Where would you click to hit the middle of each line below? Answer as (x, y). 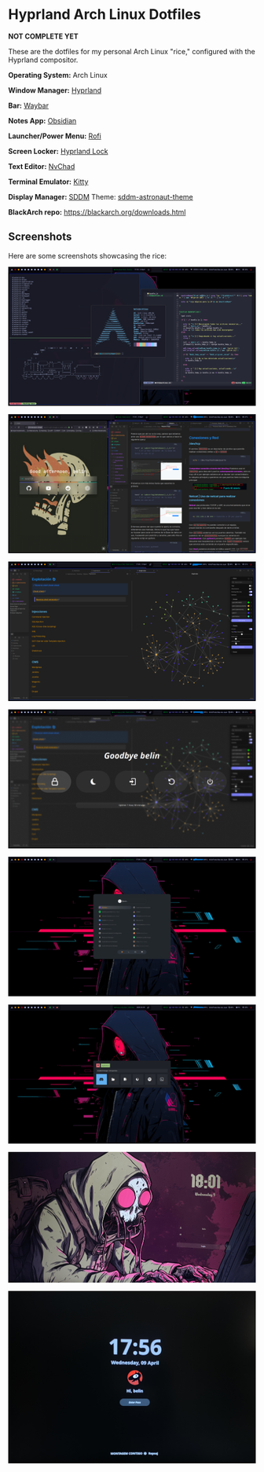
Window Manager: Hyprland (55, 90)
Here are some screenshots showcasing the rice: (88, 255)
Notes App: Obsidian (42, 120)
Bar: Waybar (29, 105)
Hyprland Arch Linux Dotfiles (105, 15)
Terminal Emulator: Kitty (48, 182)
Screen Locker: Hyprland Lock (58, 151)
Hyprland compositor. (43, 60)
